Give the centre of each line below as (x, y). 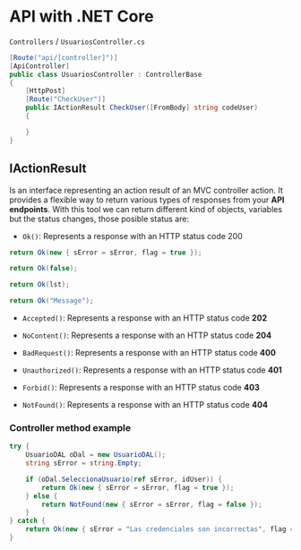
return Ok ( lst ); (39, 285)
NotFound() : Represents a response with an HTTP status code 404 (145, 404)
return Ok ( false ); (43, 269)
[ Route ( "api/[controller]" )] (64, 57)
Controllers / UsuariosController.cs (77, 41)
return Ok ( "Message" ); (52, 301)
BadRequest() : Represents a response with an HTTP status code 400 (149, 352)
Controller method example (70, 427)
